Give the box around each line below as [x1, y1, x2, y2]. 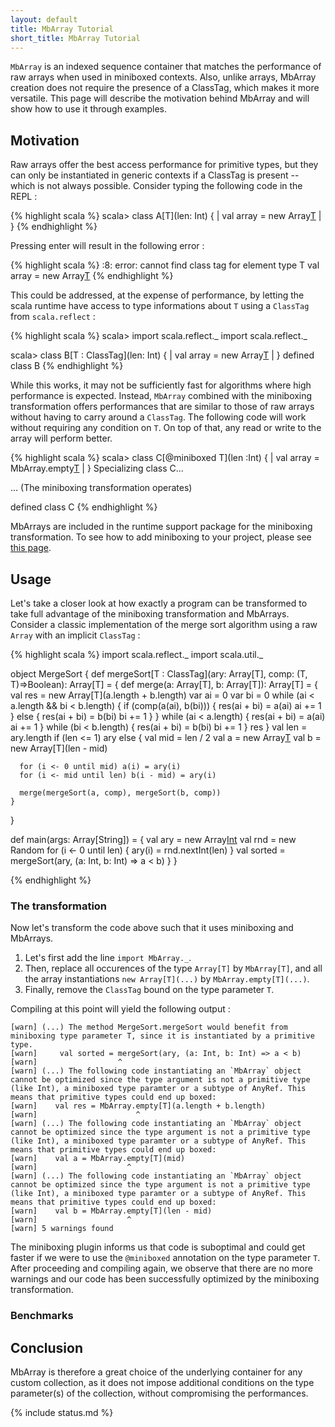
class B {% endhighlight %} [10, 360, 124, 372]
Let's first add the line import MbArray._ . [24, 952, 192, 964]
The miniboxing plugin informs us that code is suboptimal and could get [10, 1241, 306, 1253]
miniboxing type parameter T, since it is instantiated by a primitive [10, 1031, 315, 1041]
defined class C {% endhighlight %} [10, 501, 158, 513]
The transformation [10, 899, 108, 913]
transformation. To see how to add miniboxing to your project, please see [10, 531, 312, 543]
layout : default [10, 14, 78, 25]
